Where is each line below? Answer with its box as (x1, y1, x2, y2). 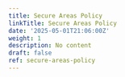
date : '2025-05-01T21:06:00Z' (8, 26, 110, 34)
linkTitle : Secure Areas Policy (8, 19, 117, 27)
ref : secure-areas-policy (8, 57, 95, 65)
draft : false (8, 49, 52, 57)
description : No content (8, 42, 92, 50)
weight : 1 (8, 34, 42, 43)
